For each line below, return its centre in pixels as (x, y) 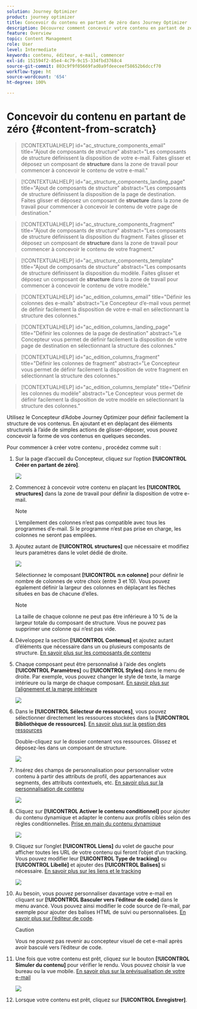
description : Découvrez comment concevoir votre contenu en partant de (96, 28)
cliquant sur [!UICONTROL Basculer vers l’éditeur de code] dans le (96, 899)
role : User (20, 45)
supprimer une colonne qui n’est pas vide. (65, 629)
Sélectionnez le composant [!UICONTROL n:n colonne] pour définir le (99, 575)
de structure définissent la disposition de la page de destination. (98, 194)
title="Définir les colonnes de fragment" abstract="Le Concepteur (100, 363)
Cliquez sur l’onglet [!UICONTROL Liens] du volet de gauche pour (94, 846)
